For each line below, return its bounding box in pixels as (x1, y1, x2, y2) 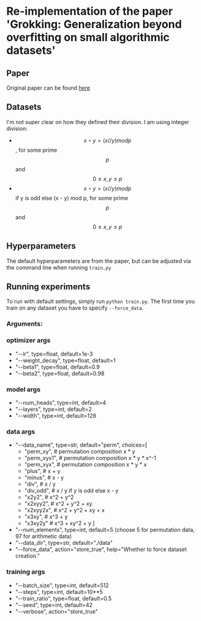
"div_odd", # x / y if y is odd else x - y (24, 487, 119, 494)
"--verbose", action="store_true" (15, 607, 98, 615)
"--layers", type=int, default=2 (15, 405, 92, 413)
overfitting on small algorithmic (6, 31, 170, 44)
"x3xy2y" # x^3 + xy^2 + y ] (24, 520, 95, 527)
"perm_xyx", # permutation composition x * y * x (24, 461, 147, 468)
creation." (15, 552, 40, 560)
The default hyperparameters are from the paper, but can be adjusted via (6, 257, 191, 265)
